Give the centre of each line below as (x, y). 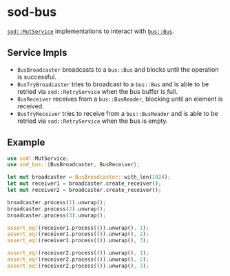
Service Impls (37, 53)
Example (26, 142)
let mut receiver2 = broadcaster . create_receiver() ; (84, 190)
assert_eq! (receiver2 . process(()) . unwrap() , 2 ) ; (78, 259)
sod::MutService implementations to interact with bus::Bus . (91, 31)
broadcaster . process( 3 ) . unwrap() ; (57, 215)
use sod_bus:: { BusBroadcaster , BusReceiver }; (73, 165)
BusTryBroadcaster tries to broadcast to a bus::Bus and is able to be (113, 84)
